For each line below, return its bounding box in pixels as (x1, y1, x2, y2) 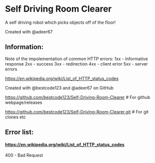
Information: (5, 43, 44, 51)
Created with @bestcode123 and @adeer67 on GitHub (5, 85, 114, 91)
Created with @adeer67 (5, 29, 53, 34)
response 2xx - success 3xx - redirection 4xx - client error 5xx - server (5, 61, 148, 66)
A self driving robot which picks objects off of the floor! (5, 19, 116, 25)
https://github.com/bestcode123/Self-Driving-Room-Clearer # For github (5, 94, 151, 100)
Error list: (5, 128, 34, 136)
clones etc (5, 114, 26, 120)
